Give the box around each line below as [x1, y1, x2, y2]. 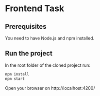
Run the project [5, 49, 52, 58]
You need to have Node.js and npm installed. [5, 35, 95, 41]
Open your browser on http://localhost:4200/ [5, 85, 95, 91]
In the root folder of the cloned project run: [5, 62, 91, 68]
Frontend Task [5, 3, 65, 14]
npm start [5, 76, 25, 81]
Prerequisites [5, 22, 47, 31]
